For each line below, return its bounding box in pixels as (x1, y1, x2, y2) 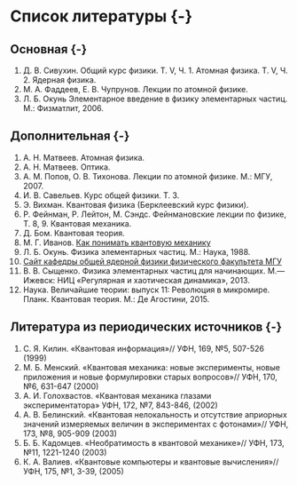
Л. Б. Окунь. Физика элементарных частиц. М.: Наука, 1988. (22, 246, 251, 257)
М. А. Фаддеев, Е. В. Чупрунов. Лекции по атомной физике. (22, 84, 249, 94)
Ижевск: (22, 274, 56, 285)
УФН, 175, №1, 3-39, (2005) (22, 465, 125, 476)
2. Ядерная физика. (22, 75, 97, 85)
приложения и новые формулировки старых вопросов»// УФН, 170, (22, 371, 278, 382)
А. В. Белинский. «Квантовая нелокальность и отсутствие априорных (22, 409, 287, 419)
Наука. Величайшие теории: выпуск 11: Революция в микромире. (22, 284, 270, 295)
